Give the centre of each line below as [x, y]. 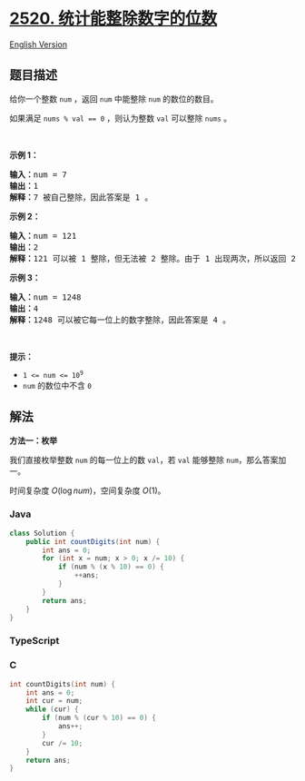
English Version [39, 44]
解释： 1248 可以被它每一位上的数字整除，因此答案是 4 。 [120, 320]
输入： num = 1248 [45, 297]
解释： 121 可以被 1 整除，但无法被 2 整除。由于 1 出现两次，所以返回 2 [153, 258]
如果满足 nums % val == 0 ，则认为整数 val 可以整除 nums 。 [121, 118]
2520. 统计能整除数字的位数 [113, 19]
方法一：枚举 [33, 440]
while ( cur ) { [52, 709]
